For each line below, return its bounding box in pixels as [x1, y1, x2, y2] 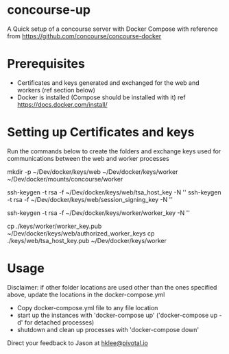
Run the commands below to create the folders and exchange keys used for [7, 147, 221, 155]
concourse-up [7, 2, 91, 18]
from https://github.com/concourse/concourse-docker [7, 31, 162, 40]
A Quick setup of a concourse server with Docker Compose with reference [7, 25, 218, 33]
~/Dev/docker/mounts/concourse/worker [7, 175, 123, 183]
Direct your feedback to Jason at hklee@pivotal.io [7, 338, 149, 347]
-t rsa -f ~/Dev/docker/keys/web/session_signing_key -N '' [7, 195, 173, 203]
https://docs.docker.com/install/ [16, 100, 108, 108]
